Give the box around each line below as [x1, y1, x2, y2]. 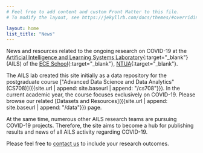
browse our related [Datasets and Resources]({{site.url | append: [6, 98, 168, 105]
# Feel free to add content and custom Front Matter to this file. [6, 8, 180, 15]
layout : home [6, 25, 39, 31]
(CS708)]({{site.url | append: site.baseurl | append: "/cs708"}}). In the [6, 85, 180, 92]
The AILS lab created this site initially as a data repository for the [6, 72, 167, 79]
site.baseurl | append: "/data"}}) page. [6, 104, 102, 111]
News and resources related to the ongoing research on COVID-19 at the [6, 48, 187, 55]
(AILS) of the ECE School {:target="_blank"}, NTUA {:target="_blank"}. [6, 60, 178, 67]
